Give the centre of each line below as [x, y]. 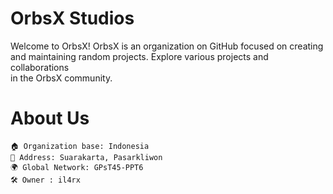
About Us [50, 118]
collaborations [40, 67]
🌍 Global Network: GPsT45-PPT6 [77, 167]
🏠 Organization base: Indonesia [80, 146]
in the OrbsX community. [61, 78]
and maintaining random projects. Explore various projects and [139, 56]
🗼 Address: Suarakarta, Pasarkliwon [86, 157]
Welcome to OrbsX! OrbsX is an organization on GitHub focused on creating [167, 46]
